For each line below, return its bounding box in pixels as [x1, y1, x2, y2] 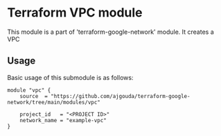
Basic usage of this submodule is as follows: [7, 73, 134, 81]
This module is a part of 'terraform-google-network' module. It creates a [7, 28, 215, 36]
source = [19, 93, 48, 99]
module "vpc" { [7, 86, 51, 94]
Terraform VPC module [7, 5, 143, 21]
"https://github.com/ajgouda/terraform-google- [51, 93, 191, 99]
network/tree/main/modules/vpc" [7, 99, 100, 106]
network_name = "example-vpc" [19, 117, 107, 124]
